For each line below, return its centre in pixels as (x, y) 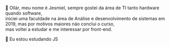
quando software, (24, 13)
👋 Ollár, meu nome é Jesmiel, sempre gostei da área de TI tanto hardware (82, 8)
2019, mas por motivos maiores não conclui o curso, (60, 24)
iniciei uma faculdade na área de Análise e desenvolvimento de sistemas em (85, 18)
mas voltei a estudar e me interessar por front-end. (59, 29)
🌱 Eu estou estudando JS (32, 39)
